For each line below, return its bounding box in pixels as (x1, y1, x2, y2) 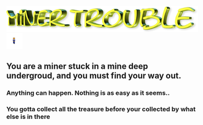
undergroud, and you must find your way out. (6, 70, 182, 81)
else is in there (6, 112, 50, 121)
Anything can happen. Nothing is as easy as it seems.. (6, 88, 170, 97)
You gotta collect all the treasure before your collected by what (6, 104, 196, 113)
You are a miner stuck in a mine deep (6, 61, 148, 71)
